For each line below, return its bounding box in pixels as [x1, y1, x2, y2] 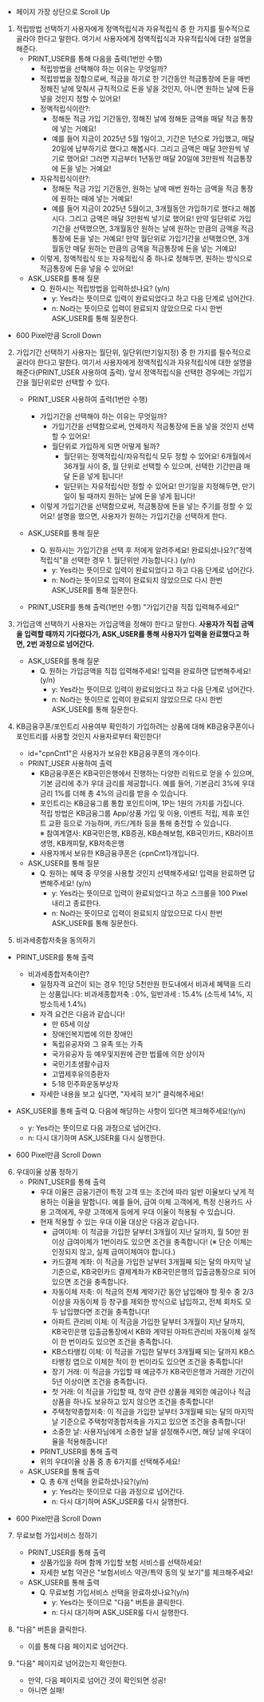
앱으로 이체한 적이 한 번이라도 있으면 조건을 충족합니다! [73, 1357, 243, 1366]
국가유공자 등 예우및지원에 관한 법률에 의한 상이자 [51, 1049, 206, 1059]
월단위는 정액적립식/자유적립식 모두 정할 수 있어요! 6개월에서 [63, 451, 252, 461]
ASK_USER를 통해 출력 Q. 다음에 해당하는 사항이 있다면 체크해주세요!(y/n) [15, 1106, 246, 1115]
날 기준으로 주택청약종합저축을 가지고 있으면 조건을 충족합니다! [51, 1417, 246, 1426]
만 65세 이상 [51, 1020, 90, 1028]
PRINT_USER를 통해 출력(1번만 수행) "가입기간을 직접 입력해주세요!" [27, 602, 239, 611]
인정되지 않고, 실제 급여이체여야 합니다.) [51, 1247, 176, 1256]
